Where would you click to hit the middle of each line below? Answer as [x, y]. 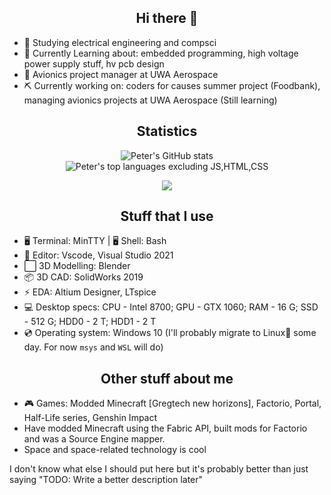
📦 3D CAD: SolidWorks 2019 [83, 277]
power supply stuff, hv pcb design [94, 63]
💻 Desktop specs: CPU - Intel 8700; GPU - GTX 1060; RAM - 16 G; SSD [171, 307]
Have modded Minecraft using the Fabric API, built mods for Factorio [165, 428]
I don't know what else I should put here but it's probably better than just [159, 469]
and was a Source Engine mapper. [94, 439]
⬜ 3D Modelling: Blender [77, 266]
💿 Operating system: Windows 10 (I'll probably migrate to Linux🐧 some [170, 333]
